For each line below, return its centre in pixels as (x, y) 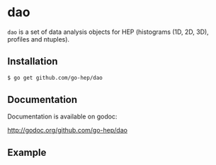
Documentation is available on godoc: (62, 116)
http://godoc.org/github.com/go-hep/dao (67, 130)
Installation (33, 62)
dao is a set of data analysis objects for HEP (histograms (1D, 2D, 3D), (108, 32)
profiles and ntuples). (38, 39)
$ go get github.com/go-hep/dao (55, 78)
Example (27, 152)
